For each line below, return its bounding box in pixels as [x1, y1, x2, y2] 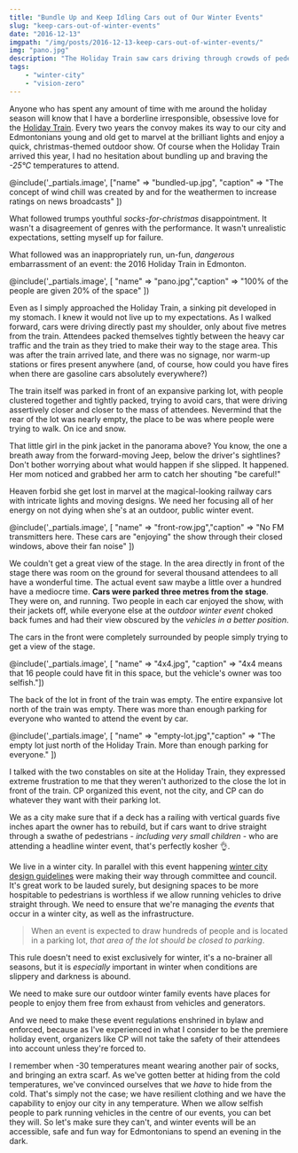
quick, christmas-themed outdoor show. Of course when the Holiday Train [9, 141, 280, 152]
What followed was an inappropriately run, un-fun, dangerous [9, 249, 235, 260]
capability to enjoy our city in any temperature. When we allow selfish [9, 1097, 263, 1109]
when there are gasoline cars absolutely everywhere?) [9, 368, 208, 379]
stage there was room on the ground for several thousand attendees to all [9, 567, 278, 577]
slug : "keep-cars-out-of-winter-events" [9, 21, 161, 30]
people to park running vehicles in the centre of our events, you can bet [9, 1107, 271, 1118]
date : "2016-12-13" [9, 29, 82, 38]
